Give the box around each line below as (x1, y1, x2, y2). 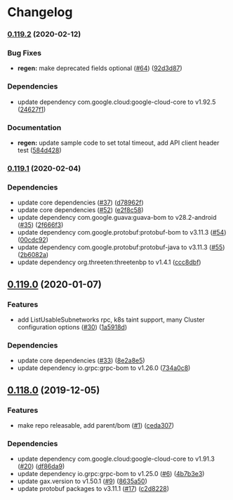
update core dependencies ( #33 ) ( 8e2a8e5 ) (17, 356, 145, 365)
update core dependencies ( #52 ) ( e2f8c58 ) (17, 206, 144, 214)
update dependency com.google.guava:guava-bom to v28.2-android (17, 213, 217, 222)
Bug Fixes (7, 48, 42, 58)
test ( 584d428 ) (17, 146, 62, 154)
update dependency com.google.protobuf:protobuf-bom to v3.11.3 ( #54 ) (17, 228, 227, 237)
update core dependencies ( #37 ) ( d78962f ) (17, 198, 144, 207)
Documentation (7, 122, 62, 132)
